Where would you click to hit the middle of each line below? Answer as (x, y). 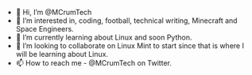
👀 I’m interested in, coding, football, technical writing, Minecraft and (126, 21)
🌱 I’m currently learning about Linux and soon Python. (104, 37)
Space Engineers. (45, 29)
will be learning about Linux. (62, 54)
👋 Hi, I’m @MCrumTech (54, 12)
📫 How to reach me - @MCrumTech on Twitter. (94, 63)
